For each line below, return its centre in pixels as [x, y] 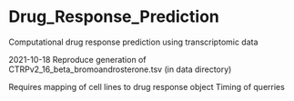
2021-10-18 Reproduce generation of [77, 59]
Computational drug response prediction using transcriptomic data [133, 42]
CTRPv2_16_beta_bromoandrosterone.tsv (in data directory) [120, 69]
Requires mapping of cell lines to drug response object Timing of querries [147, 86]
